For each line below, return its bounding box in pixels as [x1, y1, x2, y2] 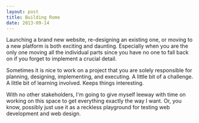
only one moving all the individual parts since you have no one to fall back [6, 49, 189, 56]
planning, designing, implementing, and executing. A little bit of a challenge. [6, 73, 194, 81]
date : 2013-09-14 [6, 20, 50, 26]
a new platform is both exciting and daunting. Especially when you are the [6, 42, 189, 50]
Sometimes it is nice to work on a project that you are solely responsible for [6, 67, 193, 74]
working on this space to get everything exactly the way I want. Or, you [6, 97, 182, 104]
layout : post [6, 8, 39, 15]
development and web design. [6, 110, 81, 117]
